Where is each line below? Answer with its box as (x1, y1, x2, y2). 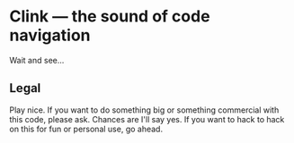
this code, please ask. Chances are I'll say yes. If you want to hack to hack (9, 114, 285, 124)
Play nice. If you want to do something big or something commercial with (9, 105, 280, 115)
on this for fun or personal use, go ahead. (9, 123, 164, 134)
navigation (9, 25, 91, 46)
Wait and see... (9, 55, 65, 65)
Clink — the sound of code (9, 6, 210, 27)
